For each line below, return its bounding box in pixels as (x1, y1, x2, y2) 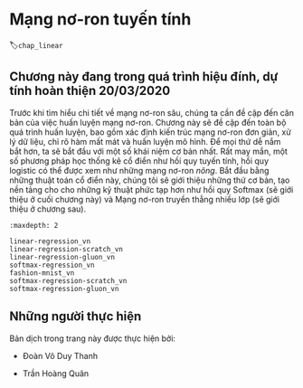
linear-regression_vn (9, 236, 91, 246)
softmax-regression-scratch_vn (9, 276, 128, 285)
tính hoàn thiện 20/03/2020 (9, 83, 171, 99)
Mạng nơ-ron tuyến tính (9, 9, 192, 30)
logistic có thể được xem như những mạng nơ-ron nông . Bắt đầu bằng (9, 165, 270, 175)
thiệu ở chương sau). (9, 203, 87, 214)
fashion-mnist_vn (9, 268, 75, 278)
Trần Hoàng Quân (22, 367, 90, 379)
